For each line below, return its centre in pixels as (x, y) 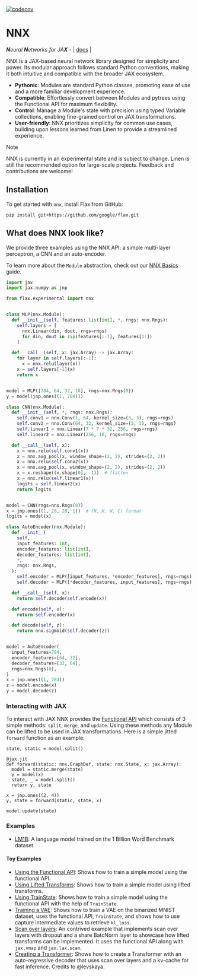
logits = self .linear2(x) (49, 484)
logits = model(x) (29, 516)
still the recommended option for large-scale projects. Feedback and (90, 165)
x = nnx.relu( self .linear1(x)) (55, 479)
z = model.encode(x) (32, 685)
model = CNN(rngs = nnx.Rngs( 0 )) (45, 505)
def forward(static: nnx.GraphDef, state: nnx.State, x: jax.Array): (94, 764)
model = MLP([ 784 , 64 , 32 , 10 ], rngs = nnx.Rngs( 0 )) (70, 391)
